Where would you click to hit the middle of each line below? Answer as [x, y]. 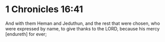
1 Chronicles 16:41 [44, 9]
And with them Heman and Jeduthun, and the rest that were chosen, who [83, 23]
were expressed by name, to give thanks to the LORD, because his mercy [82, 28]
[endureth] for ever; [26, 34]
